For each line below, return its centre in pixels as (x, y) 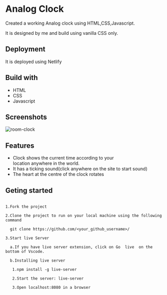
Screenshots (26, 117)
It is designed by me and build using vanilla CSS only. (62, 33)
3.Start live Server (27, 238)
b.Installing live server (38, 261)
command (14, 220)
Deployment (25, 49)
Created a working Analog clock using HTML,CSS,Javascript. (70, 23)
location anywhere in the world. (46, 163)
